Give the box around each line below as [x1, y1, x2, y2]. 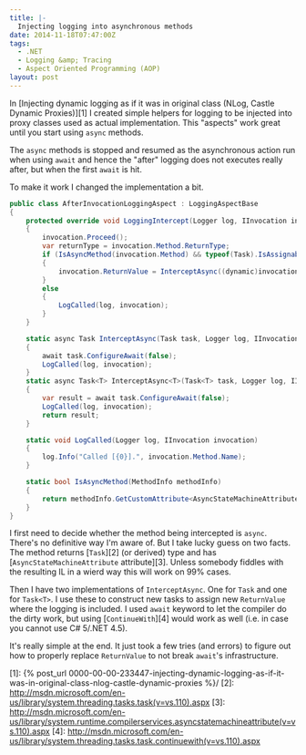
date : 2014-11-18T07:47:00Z [9, 30, 117, 39]
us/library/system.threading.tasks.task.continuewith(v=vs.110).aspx [9, 736, 261, 747]
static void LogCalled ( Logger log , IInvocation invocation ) [25, 435, 259, 445]
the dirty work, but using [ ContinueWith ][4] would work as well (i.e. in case [9, 613, 289, 625]
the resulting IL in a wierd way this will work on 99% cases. [9, 566, 232, 577]
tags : [9, 38, 30, 48]
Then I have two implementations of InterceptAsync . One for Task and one [9, 584, 288, 595]
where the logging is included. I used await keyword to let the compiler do [9, 604, 287, 615]
